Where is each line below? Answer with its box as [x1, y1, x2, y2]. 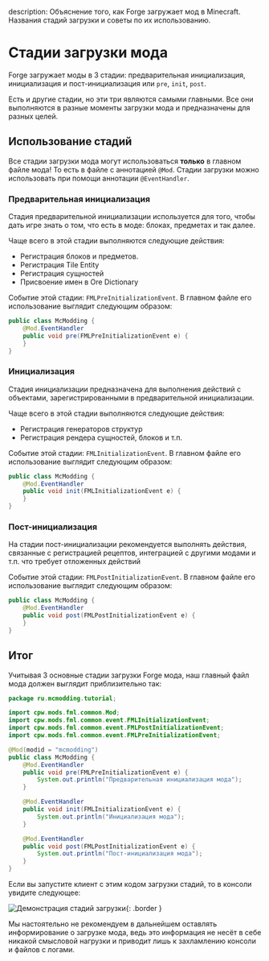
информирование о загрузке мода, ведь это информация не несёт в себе [8, 928, 262, 938]
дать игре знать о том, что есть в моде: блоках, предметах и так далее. [8, 221, 255, 230]
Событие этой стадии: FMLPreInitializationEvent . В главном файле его [8, 293, 252, 303]
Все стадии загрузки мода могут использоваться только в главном [8, 156, 242, 166]
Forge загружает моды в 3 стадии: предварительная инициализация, [8, 70, 246, 80]
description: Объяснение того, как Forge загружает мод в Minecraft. [8, 7, 241, 16]
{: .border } [125, 904, 162, 913]
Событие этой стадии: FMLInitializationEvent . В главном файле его [8, 448, 241, 458]
